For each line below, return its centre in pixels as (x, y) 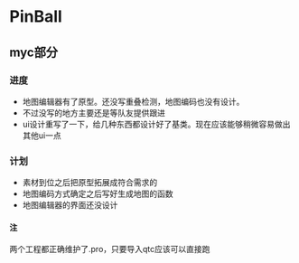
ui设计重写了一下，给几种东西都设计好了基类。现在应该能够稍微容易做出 (156, 124)
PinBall (36, 17)
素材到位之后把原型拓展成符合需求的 (90, 183)
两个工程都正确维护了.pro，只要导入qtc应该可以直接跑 (110, 249)
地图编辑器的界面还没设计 (70, 205)
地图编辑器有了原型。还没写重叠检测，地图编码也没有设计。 (133, 101)
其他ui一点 (42, 135)
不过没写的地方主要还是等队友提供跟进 (93, 113)
